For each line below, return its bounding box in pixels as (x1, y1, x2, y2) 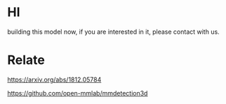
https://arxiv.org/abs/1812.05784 (7, 75, 102, 84)
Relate (7, 52, 46, 68)
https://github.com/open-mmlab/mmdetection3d (7, 89, 148, 97)
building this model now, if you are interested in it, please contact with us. (7, 27, 220, 36)
